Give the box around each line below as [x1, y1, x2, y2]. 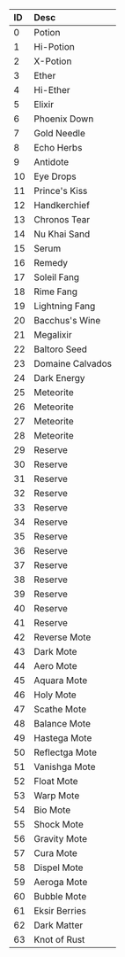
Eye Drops [33, 170, 77, 183]
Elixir [33, 98, 55, 110]
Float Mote [33, 775, 78, 787]
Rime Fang [33, 285, 77, 298]
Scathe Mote [33, 704, 87, 715]
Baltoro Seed [33, 343, 88, 355]
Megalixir [33, 329, 72, 340]
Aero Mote [33, 660, 77, 672]
